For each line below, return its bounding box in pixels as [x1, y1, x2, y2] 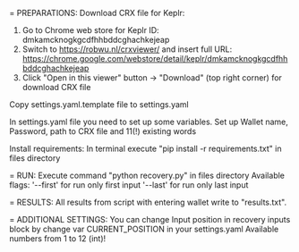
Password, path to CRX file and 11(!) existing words [9, 126, 197, 137]
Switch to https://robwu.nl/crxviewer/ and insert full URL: [21, 44, 233, 55]
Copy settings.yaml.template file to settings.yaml [9, 99, 190, 110]
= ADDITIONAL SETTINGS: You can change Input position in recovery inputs [9, 214, 291, 224]
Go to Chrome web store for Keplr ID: [21, 25, 159, 35]
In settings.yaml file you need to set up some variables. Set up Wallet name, [9, 116, 289, 127]
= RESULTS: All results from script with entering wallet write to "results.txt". [9, 197, 287, 207]
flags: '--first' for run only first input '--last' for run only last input [9, 180, 249, 190]
